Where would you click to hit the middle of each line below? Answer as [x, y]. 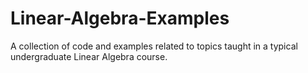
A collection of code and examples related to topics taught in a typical [154, 46]
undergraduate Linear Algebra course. [89, 56]
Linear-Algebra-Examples [120, 18]
